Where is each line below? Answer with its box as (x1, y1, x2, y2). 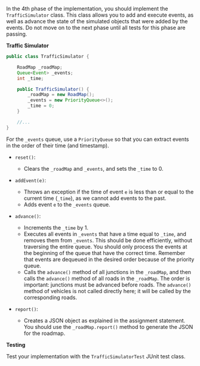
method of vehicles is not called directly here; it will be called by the (23, 287, 191, 294)
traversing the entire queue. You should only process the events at (23, 243, 187, 250)
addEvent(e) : (14, 176, 47, 184)
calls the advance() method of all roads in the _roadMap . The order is (23, 275, 190, 282)
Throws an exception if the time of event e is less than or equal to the (23, 188, 194, 195)
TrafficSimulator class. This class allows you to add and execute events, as (6, 11, 194, 19)
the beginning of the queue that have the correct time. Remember (23, 249, 186, 256)
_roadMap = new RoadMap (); (27, 92, 95, 98)
